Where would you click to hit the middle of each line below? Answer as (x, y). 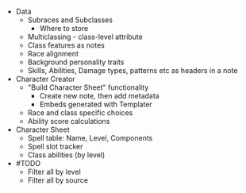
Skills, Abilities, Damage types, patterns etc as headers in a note (133, 70)
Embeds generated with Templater (96, 104)
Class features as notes (66, 45)
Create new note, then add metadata (100, 96)
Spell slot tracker (55, 147)
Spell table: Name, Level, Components (90, 138)
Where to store (64, 28)
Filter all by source (58, 180)
